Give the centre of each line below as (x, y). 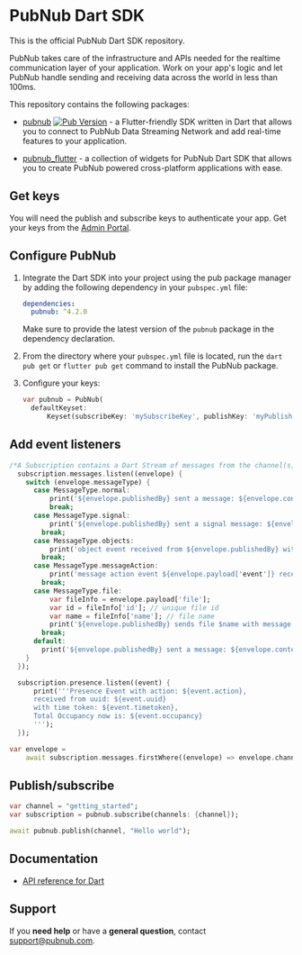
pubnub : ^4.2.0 (59, 312)
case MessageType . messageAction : (96, 566)
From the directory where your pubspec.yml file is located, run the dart (152, 356)
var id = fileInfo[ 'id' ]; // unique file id (134, 608)
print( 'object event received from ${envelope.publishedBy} (164, 549)
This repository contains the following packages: (100, 104)
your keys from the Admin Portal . (71, 227)
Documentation (54, 859)
